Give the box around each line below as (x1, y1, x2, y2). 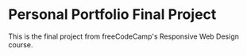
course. (8, 39, 33, 49)
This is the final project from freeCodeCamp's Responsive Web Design (8, 32, 240, 41)
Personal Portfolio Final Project (8, 6, 217, 24)
